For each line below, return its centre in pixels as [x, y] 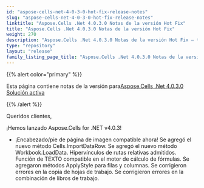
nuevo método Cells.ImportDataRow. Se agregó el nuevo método [96, 146]
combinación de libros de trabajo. [57, 178]
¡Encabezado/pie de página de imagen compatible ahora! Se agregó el [103, 139]
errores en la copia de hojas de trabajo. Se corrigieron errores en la [99, 172]
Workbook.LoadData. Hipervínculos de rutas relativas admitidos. [96, 152]
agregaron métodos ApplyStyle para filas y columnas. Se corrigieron [101, 165]
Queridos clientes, [29, 116]
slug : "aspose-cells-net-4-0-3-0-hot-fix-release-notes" [80, 18]
